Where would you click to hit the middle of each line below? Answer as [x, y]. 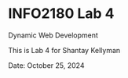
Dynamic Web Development [53, 35]
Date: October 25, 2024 [46, 65]
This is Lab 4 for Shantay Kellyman [64, 50]
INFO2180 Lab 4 [61, 14]
